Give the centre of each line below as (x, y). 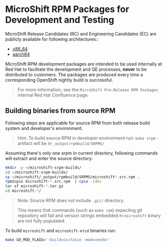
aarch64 (21, 54)
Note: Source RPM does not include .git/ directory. (71, 200)
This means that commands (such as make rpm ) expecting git (80, 210)
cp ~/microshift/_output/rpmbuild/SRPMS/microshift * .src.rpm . (72, 177)
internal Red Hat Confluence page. (53, 95)
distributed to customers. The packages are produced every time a (74, 74)
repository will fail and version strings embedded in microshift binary (89, 215)
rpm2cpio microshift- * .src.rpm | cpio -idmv (53, 182)
